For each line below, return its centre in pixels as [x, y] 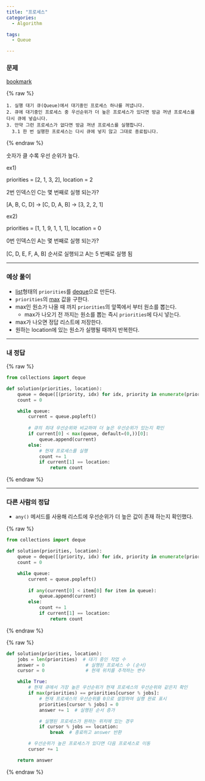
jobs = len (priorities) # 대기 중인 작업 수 [72, 659]
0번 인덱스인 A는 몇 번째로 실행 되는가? [53, 241]
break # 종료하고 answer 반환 [86, 733]
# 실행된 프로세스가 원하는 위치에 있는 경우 [86, 721]
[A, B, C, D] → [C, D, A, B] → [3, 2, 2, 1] [55, 205]
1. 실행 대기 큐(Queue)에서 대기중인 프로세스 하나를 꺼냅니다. [76, 106]
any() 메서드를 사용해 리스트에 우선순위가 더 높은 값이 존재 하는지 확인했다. [104, 516]
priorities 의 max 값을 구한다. [52, 299]
